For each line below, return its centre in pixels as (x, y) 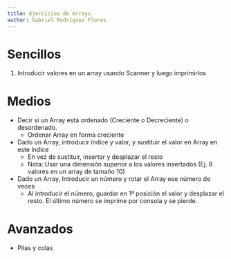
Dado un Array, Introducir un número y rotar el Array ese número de (114, 179)
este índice (33, 150)
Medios (29, 101)
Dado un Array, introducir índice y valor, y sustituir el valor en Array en (117, 142)
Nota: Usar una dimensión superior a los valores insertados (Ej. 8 (120, 164)
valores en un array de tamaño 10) (76, 172)
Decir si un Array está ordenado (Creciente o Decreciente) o (103, 120)
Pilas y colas (35, 248)
